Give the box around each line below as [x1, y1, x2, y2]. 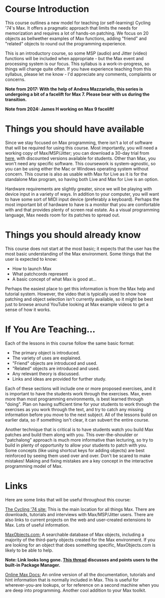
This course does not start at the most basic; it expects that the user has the [5, 246, 160, 251]
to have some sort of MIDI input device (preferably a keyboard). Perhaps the [5, 196, 160, 202]
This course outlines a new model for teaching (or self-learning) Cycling [5, 20, 151, 26]
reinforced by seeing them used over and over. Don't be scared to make [5, 453, 151, 458]
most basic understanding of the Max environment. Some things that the [5, 250, 152, 257]
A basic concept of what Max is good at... [12, 276, 97, 282]
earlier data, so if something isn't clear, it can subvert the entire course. [5, 417, 150, 422]
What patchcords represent [12, 271, 68, 277]
